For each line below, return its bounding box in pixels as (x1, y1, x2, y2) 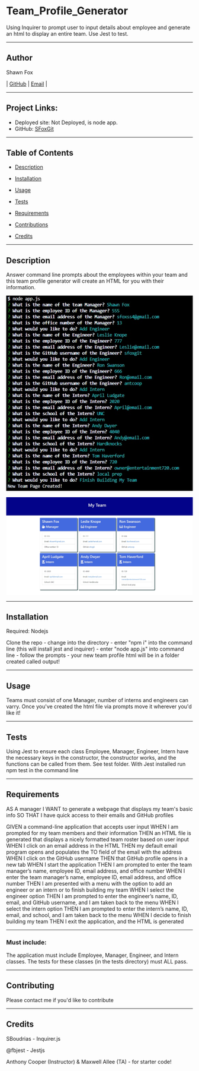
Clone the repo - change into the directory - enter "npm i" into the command (6, 639, 192, 646)
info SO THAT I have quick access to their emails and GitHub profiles (6, 811, 174, 819)
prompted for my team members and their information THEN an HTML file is (6, 829, 191, 836)
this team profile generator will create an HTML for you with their (6, 277, 165, 285)
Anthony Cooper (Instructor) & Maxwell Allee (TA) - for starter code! (6, 1058, 172, 1065)
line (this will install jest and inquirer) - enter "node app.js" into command (6, 646, 185, 653)
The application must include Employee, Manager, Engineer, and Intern (6, 952, 179, 959)
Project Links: (6, 103, 58, 113)
